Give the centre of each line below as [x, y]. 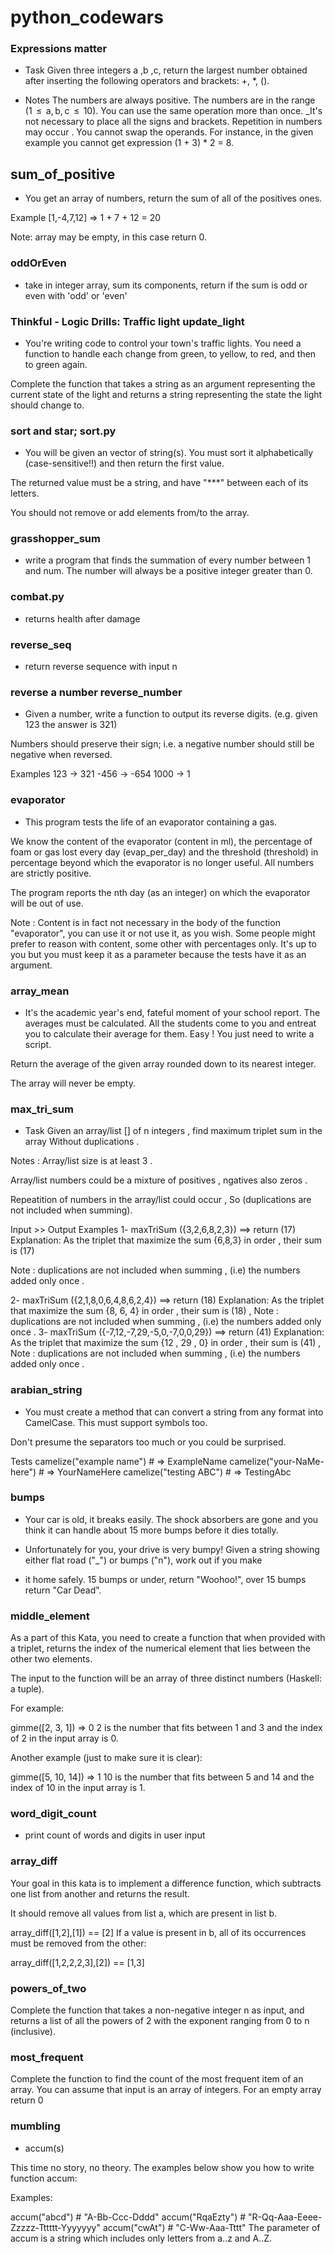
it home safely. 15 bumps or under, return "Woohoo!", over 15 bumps [165, 1579]
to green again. [56, 364]
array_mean [40, 991]
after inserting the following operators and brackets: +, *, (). [147, 81]
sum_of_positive [63, 174]
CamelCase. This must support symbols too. [116, 1422]
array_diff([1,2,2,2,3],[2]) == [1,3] [77, 1962]
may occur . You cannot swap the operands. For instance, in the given [169, 132]
